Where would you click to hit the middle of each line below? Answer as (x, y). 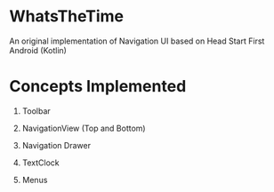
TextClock (40, 163)
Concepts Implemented (98, 87)
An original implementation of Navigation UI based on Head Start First (137, 41)
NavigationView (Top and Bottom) (84, 128)
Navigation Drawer (56, 145)
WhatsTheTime (67, 16)
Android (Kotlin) (38, 50)
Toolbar (36, 111)
